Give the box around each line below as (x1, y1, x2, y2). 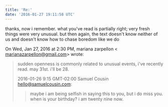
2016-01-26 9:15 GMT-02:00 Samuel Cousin (17, 76, 109, 82)
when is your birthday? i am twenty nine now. (30, 96, 124, 102)
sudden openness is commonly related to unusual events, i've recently (17, 61, 163, 67)
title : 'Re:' (5, 7, 33, 12)
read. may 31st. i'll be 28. (17, 66, 69, 72)
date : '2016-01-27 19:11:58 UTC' (5, 12, 75, 17)
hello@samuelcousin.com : (17, 81, 72, 87)
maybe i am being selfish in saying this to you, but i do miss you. (30, 91, 163, 97)
